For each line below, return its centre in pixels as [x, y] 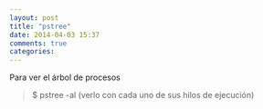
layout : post [34, 18]
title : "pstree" [40, 26]
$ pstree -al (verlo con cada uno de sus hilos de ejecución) [143, 95]
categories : [32, 52]
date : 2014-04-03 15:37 [55, 35]
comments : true [38, 43]
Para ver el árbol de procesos [65, 77]
